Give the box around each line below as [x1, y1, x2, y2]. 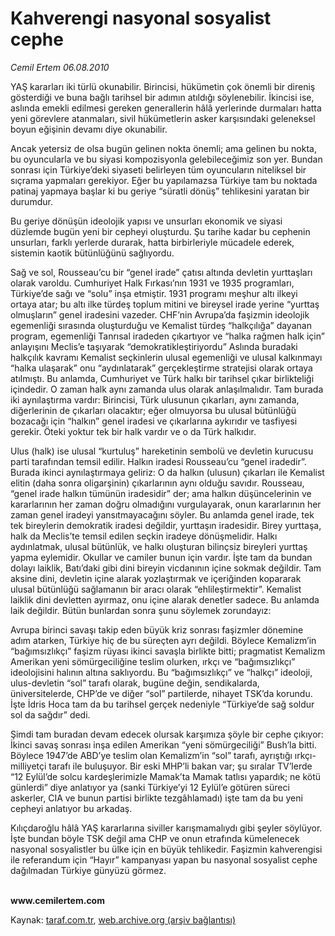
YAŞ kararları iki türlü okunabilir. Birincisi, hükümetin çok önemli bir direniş [10, 80, 316, 92]
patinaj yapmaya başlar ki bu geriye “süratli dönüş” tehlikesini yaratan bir [10, 185, 310, 197]
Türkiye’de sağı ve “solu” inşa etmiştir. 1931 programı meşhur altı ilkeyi [10, 287, 298, 299]
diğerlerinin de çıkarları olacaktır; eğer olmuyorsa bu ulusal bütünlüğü [10, 404, 297, 416]
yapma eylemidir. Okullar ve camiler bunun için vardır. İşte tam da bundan [10, 551, 313, 563]
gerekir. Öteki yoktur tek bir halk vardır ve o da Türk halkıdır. [10, 425, 257, 437]
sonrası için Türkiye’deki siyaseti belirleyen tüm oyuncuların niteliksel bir [10, 163, 307, 176]
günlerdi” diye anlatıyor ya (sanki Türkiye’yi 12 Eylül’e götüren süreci [10, 781, 290, 793]
